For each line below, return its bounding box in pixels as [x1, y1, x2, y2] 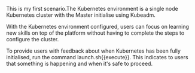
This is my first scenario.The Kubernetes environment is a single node [6, 5, 178, 12]
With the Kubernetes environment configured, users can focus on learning [6, 23, 190, 30]
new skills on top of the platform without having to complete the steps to [6, 29, 185, 36]
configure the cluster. [6, 36, 59, 42]
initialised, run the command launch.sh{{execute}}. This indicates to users [6, 54, 188, 60]
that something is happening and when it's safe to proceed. [6, 60, 153, 67]
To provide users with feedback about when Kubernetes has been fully [6, 47, 181, 54]
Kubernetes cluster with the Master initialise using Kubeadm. [6, 11, 156, 19]
